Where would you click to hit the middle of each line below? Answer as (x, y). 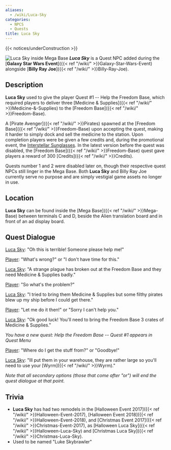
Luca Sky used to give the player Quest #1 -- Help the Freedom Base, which (85, 97)
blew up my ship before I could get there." (49, 300)
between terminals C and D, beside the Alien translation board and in (91, 216)
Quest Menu (18, 340)
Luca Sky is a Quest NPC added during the (115, 58)
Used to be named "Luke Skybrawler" (52, 442)
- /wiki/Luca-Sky (28, 15)
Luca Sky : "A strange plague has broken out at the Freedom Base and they (83, 269)
